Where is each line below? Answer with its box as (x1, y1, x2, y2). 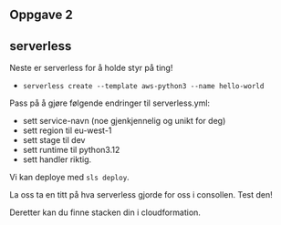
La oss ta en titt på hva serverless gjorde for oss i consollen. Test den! (9, 189, 274, 200)
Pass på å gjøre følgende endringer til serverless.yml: (9, 97, 211, 108)
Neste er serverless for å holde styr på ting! (9, 63, 173, 74)
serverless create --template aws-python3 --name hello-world (22, 82, 265, 91)
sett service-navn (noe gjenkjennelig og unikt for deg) (22, 116, 226, 127)
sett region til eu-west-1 (22, 125, 112, 136)
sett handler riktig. (22, 154, 92, 165)
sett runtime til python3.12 (22, 145, 120, 156)
